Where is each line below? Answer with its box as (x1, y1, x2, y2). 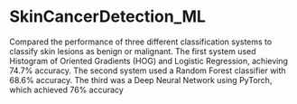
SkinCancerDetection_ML (9, 6, 206, 27)
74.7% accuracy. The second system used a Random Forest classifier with (9, 65, 286, 76)
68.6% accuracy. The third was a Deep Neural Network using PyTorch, (9, 74, 273, 85)
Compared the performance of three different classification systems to (9, 36, 273, 47)
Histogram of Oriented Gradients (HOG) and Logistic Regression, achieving (9, 55, 289, 66)
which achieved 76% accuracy (9, 84, 124, 95)
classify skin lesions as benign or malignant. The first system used (9, 45, 256, 56)
